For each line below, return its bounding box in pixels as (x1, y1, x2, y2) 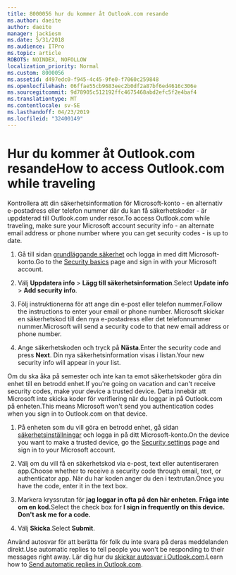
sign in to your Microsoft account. (17, 445, 116, 454)
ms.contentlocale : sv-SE (7, 102, 80, 109)
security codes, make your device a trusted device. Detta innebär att (7, 387, 206, 395)
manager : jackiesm (7, 30, 61, 37)
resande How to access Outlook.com (7, 160, 225, 176)
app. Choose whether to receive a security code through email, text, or (17, 466, 222, 475)
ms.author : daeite (7, 17, 61, 24)
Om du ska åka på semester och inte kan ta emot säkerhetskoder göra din (7, 371, 222, 381)
